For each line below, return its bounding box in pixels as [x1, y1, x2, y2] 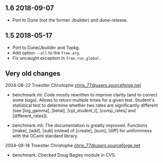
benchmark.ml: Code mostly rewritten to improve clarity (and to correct [12, 92, 158, 98]
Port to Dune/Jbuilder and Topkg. [12, 44, 80, 50]
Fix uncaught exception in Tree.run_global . [12, 55, 101, 61]
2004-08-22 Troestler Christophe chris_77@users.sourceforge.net [5, 82, 141, 88]
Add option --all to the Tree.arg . [12, 49, 81, 56]
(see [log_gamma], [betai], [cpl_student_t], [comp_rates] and [12, 108, 136, 114]
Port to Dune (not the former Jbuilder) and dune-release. [12, 17, 128, 23]
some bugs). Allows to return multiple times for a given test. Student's [12, 97, 155, 103]
